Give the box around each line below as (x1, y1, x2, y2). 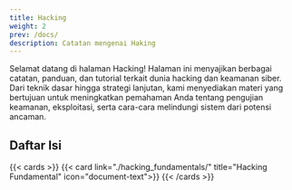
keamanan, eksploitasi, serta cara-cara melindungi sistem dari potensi (9, 101, 272, 113)
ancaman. (9, 111, 47, 122)
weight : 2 (9, 22, 47, 31)
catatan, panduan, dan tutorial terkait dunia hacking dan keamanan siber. (9, 73, 282, 84)
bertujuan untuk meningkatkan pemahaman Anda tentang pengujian (9, 92, 264, 103)
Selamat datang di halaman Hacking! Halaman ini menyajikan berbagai (9, 63, 272, 74)
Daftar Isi (9, 138, 62, 153)
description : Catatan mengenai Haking (9, 38, 156, 48)
